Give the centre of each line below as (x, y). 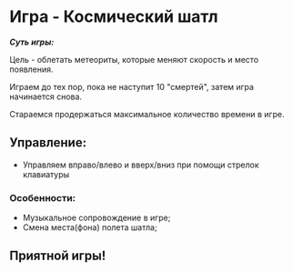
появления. (31, 69)
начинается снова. (46, 96)
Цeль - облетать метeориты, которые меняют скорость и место (134, 59)
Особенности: (43, 197)
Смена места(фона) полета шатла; (90, 227)
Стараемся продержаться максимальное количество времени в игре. (147, 114)
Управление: (48, 143)
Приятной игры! (58, 256)
